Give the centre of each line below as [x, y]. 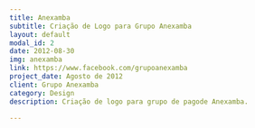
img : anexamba [36, 59]
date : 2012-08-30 [42, 51]
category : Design [42, 93]
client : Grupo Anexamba [54, 85]
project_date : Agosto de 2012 [66, 77]
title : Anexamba [40, 18]
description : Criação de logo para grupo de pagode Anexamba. [129, 101]
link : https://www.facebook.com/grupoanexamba [99, 69]
